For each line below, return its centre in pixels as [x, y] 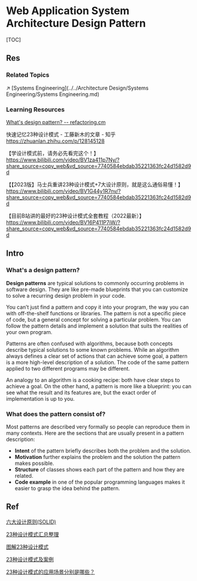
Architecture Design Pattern [76, 23]
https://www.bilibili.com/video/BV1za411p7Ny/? [63, 160]
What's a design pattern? [43, 270]
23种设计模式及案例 [30, 559]
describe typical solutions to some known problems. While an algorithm [93, 349]
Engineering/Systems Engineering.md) [53, 94]
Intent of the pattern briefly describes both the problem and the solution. [103, 450]
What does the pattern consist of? [56, 414]
